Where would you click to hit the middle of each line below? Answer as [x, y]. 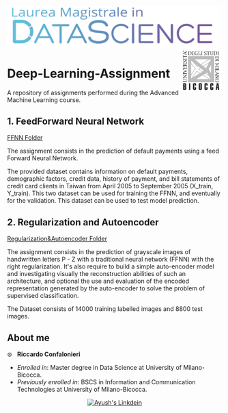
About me [28, 338]
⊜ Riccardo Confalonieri [44, 354]
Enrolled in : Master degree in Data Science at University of [99, 367]
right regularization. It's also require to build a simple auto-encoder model [111, 266]
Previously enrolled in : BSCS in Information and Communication [106, 381]
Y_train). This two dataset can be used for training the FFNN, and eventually [114, 193]
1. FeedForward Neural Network [76, 121]
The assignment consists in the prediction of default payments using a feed [113, 151]
